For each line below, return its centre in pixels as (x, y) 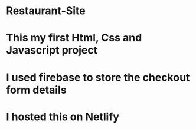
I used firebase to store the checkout (98, 77)
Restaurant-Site (46, 11)
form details (36, 90)
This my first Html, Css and (74, 38)
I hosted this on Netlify (63, 117)
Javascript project (52, 50)
